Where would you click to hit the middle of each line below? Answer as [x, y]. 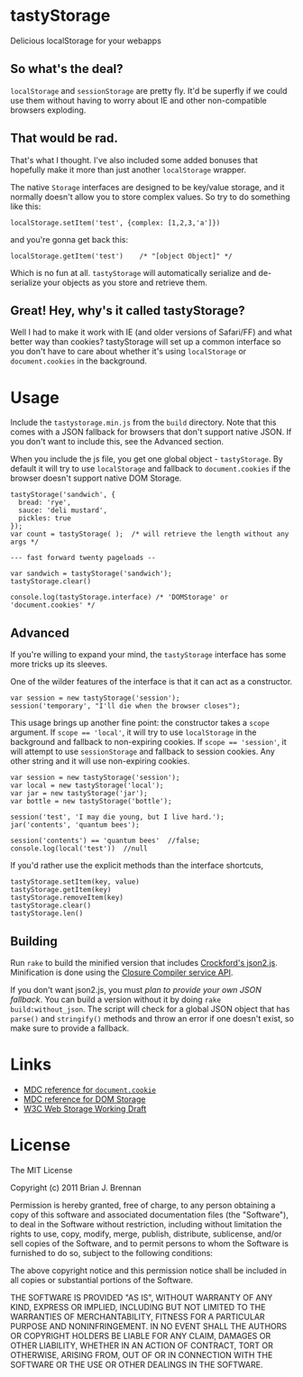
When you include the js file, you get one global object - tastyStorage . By [147, 459]
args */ [25, 542]
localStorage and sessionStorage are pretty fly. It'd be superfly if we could [149, 90]
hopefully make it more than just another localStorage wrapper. [129, 170]
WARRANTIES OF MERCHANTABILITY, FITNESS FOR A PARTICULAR [138, 1317]
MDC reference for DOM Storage [84, 1099]
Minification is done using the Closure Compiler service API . [122, 972]
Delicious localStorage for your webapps [86, 41]
